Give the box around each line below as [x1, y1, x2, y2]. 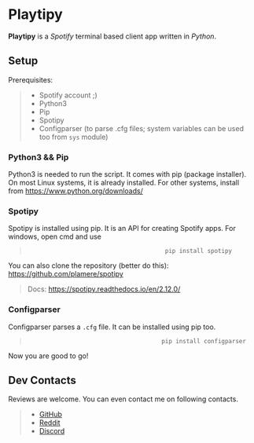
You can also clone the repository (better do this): [8, 261, 169, 270]
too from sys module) [39, 132, 109, 141]
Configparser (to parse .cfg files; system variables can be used [39, 123, 244, 133]
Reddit [39, 418, 61, 427]
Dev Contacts [8, 374, 76, 387]
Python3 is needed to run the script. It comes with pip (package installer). [8, 170, 247, 179]
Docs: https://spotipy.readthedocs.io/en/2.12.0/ [27, 284, 181, 294]
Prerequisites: [8, 75, 53, 84]
